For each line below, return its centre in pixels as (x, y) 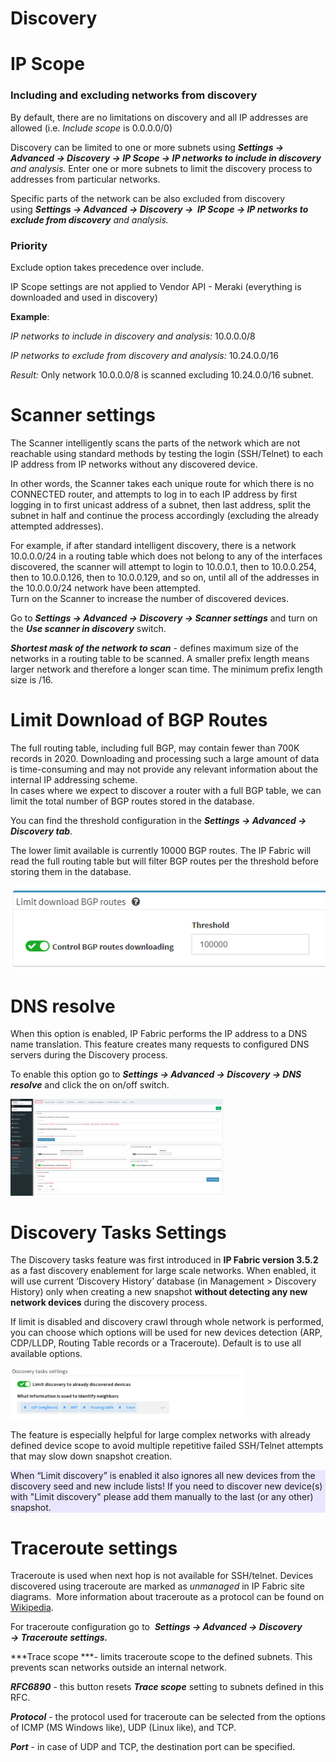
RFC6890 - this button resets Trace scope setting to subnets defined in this (167, 1687)
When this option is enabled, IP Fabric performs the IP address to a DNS (159, 1034)
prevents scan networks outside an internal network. (119, 1668)
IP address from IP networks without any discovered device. (134, 464)
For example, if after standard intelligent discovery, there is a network (153, 545)
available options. (46, 1354)
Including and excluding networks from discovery (134, 95)
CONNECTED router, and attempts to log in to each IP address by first (154, 494)
